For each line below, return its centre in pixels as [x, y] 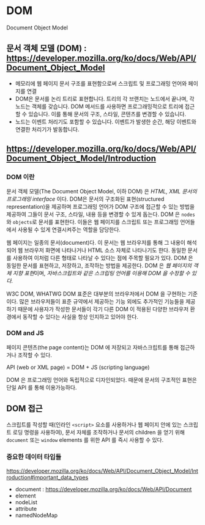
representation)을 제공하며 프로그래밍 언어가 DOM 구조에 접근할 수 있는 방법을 [100, 207]
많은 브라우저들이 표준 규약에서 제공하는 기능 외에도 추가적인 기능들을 [102, 302]
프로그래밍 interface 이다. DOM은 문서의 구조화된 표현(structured [85, 199]
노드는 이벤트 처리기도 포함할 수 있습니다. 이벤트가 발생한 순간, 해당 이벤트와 [106, 121]
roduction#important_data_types [47, 477]
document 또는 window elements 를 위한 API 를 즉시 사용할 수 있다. [85, 440]
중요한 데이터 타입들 [34, 457]
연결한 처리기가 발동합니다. [47, 129]
